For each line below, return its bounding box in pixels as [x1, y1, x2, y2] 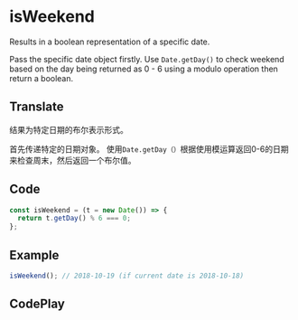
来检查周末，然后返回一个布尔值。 [9, 155, 136, 165]
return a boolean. [9, 72, 74, 83]
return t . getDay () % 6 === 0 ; [17, 214, 131, 223]
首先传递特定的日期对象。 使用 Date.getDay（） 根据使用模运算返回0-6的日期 [9, 143, 289, 155]
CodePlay [9, 296, 65, 312]
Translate [9, 99, 64, 115]
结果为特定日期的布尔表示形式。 [9, 124, 128, 135]
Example [9, 247, 60, 263]
